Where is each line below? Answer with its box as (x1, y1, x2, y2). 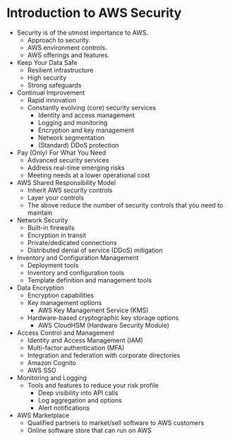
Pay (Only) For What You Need (16, 148, 107, 157)
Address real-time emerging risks (27, 163, 125, 172)
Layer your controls (27, 193, 85, 202)
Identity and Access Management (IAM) (27, 335, 144, 344)
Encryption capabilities (27, 291, 95, 299)
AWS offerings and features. (27, 51, 110, 59)
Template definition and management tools (27, 275, 152, 284)
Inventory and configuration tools (27, 268, 125, 277)
